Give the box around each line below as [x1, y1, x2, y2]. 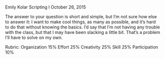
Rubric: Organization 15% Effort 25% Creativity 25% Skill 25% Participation [5, 44, 159, 50]
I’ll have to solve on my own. [5, 34, 63, 40]
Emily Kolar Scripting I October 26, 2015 [5, 4, 86, 10]
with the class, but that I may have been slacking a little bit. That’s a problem [5, 29, 161, 35]
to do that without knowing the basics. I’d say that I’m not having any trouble [5, 24, 160, 30]
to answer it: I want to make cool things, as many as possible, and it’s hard [5, 19, 156, 25]
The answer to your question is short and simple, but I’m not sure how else [5, 14, 157, 19]
